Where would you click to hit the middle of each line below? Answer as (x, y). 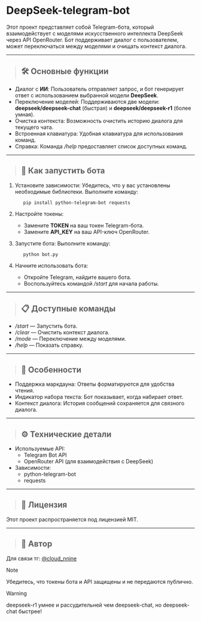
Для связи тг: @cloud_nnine (42, 558)
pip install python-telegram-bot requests (77, 202)
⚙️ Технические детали (66, 434)
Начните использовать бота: (51, 265)
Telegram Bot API (45, 455)
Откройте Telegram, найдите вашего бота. (77, 277)
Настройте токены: (39, 214)
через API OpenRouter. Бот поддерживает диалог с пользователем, (92, 40)
